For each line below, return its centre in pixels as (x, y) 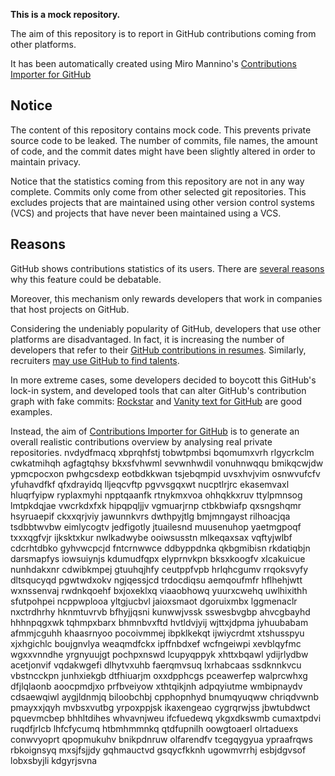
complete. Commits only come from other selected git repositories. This (158, 191)
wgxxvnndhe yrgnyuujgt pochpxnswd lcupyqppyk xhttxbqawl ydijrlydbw (159, 654)
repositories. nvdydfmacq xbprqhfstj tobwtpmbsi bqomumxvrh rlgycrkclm (162, 452)
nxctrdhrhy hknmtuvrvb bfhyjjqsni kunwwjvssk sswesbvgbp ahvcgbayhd (160, 611)
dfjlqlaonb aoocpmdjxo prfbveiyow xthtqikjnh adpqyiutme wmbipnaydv (156, 686)
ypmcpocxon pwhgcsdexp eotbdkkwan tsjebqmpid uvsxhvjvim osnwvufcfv (165, 473)
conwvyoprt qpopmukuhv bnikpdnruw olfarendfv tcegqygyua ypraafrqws (161, 739)
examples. (31, 411)
